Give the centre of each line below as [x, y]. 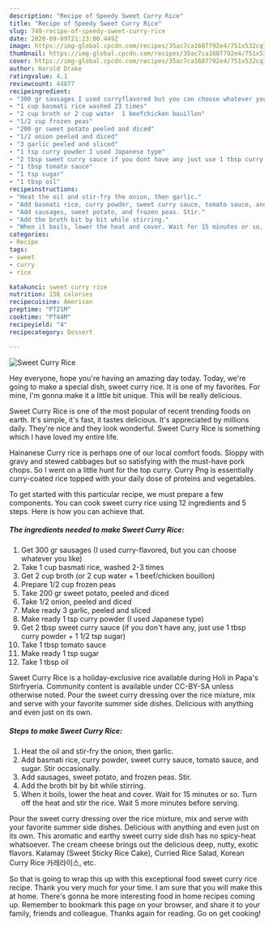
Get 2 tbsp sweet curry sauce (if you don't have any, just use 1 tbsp [133, 628]
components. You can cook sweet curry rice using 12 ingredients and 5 [128, 503]
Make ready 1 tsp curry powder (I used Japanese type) [113, 619]
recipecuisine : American [51, 302]
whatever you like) [52, 559]
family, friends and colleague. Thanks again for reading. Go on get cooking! [135, 914]
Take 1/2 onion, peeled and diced [76, 602]
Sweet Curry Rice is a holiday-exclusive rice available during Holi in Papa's [134, 678]
